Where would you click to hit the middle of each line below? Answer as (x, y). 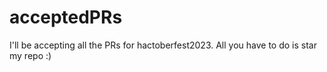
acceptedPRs (66, 17)
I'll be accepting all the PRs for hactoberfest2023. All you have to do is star (163, 45)
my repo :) (30, 55)
